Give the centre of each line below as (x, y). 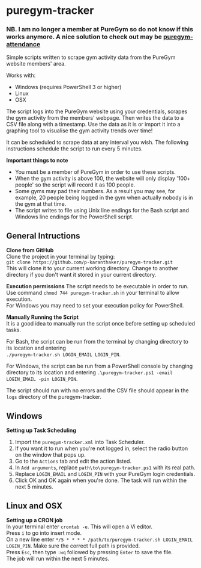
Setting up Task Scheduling (41, 430)
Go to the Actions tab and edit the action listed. (73, 461)
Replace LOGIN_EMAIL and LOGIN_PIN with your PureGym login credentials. (105, 474)
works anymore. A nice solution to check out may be (84, 37)
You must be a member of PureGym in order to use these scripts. (95, 172)
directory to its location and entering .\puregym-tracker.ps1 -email (89, 372)
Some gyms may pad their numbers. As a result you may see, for (95, 191)
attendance (23, 45)
